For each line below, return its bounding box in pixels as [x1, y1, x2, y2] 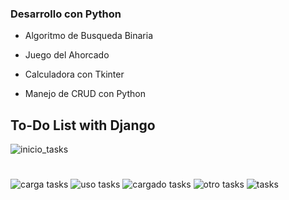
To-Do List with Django [10, 117, 156, 134]
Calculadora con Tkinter [24, 68, 125, 81]
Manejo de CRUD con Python [24, 88, 146, 100]
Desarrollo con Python [10, 7, 122, 21]
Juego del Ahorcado [24, 49, 110, 61]
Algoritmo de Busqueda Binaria [24, 30, 154, 42]
